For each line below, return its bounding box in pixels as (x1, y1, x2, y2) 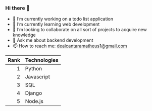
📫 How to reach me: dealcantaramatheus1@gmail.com (12, 43, 127, 49)
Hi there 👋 (5, 5, 30, 12)
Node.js (25, 98, 44, 105)
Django (25, 90, 42, 97)
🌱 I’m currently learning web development (12, 21, 100, 27)
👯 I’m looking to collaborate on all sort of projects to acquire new (12, 27, 147, 33)
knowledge (12, 32, 36, 38)
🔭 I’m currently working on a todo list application (12, 16, 114, 22)
